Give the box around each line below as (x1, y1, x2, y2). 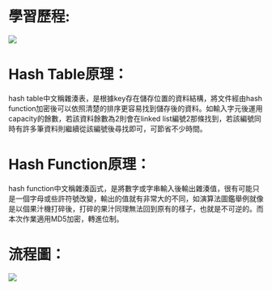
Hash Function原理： (8, 156, 151, 174)
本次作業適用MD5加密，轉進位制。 (8, 214, 124, 224)
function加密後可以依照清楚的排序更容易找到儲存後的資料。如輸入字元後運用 (8, 103, 263, 113)
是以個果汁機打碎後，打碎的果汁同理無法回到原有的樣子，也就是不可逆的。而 (8, 203, 264, 213)
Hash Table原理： (8, 66, 128, 83)
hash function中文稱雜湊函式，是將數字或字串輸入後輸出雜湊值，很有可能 (8, 183, 253, 193)
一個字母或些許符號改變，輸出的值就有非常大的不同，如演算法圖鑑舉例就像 (15, 194, 264, 203)
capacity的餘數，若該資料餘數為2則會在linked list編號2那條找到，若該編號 (8, 113, 255, 123)
